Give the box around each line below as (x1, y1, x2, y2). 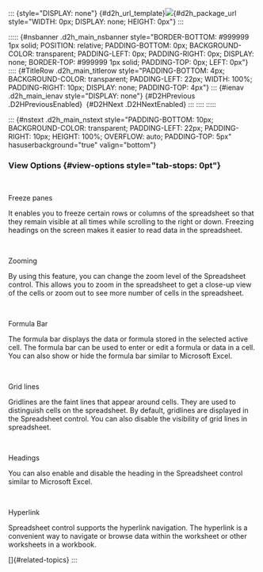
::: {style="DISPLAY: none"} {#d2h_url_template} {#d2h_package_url (8, 9, 237, 17)
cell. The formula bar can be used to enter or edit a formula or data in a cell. (8, 343, 256, 353)
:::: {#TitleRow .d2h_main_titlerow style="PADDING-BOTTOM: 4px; (8, 66, 226, 75)
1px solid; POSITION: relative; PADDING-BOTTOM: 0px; (8, 40, 188, 50)
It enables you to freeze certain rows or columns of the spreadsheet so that (8, 208, 255, 218)
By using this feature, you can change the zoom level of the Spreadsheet (8, 272, 246, 281)
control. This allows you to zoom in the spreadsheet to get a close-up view (8, 280, 252, 289)
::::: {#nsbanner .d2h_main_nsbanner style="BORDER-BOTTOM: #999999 (8, 32, 250, 41)
